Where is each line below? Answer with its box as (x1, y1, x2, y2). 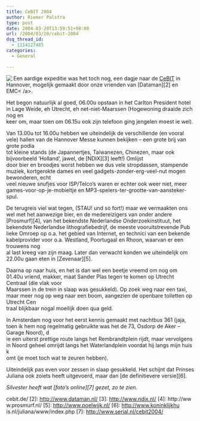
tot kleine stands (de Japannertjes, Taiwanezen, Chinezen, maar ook (6, 148, 175, 156)
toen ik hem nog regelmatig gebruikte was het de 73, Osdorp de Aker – (6, 323, 180, 330)
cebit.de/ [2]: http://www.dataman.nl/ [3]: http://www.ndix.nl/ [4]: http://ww (6, 395, 192, 403)
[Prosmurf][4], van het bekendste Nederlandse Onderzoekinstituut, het (6, 217, 181, 224)
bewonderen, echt (6, 174, 51, 181)
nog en (6, 112, 24, 119)
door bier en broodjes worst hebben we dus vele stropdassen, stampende (6, 161, 189, 168)
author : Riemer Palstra (6, 14, 66, 20)
